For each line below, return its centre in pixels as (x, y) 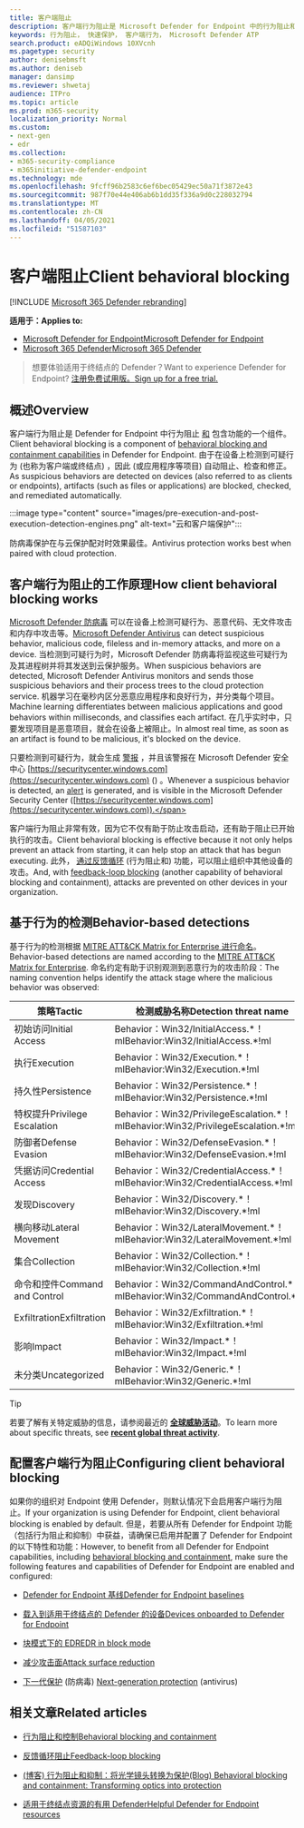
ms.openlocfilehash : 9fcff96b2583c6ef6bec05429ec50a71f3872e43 (131, 187)
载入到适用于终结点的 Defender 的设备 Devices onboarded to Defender (153, 1614)
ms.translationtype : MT (54, 204)
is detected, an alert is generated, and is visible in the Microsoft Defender (146, 791)
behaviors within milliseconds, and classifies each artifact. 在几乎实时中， (147, 717)
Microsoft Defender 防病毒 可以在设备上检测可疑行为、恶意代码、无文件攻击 (151, 622)
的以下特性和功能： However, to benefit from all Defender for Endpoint (139, 1546)
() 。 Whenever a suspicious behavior (220, 781)
